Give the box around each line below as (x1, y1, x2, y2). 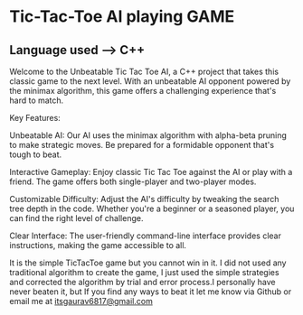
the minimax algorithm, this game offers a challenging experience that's (9, 86, 277, 96)
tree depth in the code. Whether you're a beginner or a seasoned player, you (9, 203, 295, 214)
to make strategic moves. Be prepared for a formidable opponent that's (9, 140, 274, 150)
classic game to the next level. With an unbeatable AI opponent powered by (9, 76, 291, 87)
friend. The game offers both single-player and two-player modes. (9, 176, 257, 187)
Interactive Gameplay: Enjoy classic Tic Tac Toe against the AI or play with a (9, 167, 293, 177)
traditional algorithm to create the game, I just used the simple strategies (9, 267, 279, 277)
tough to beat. (9, 149, 62, 160)
